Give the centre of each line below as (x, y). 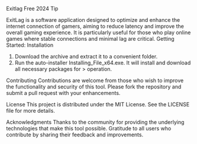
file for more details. (30, 111)
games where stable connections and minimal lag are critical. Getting (90, 39)
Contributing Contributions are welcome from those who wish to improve (95, 80)
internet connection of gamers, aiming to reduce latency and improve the (95, 26)
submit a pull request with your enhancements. (63, 93)
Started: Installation (30, 45)
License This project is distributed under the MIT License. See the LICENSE (98, 104)
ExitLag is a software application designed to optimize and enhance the (93, 20)
